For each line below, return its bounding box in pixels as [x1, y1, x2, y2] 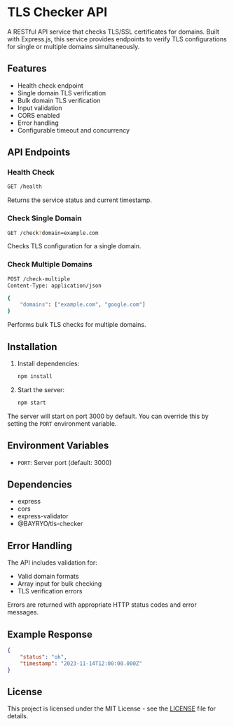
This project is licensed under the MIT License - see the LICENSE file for [7, 704, 216, 713]
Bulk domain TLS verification [17, 96, 101, 105]
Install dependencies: [17, 359, 80, 368]
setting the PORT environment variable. [7, 419, 117, 428]
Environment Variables [7, 440, 109, 452]
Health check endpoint [17, 81, 84, 90]
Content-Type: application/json [7, 282, 102, 289]
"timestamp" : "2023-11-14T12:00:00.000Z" [20, 660, 142, 667]
